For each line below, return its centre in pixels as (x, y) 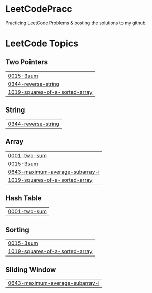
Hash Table (23, 198)
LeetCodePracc (39, 9)
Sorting (17, 229)
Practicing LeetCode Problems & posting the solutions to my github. (76, 23)
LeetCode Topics (42, 43)
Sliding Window (31, 269)
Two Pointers (27, 62)
